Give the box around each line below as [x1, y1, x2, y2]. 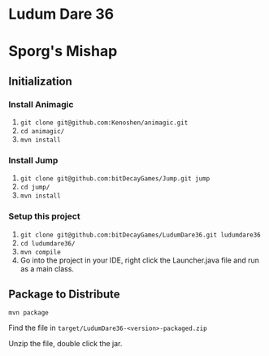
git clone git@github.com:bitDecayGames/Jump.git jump [20, 175, 210, 183]
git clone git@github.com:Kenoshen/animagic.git [20, 119, 189, 127]
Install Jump [8, 154, 59, 166]
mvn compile [20, 248, 61, 256]
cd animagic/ [20, 128, 65, 136]
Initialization [8, 74, 73, 88]
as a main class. [20, 263, 75, 273]
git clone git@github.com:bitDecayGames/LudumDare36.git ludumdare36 [20, 231, 262, 239]
